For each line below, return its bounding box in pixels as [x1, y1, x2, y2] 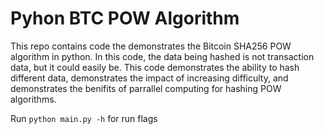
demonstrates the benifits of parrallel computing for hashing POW [10, 82, 282, 94]
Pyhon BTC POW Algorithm [10, 7, 240, 30]
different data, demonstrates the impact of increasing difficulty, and [10, 72, 289, 84]
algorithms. [10, 93, 57, 105]
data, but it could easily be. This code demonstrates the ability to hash [10, 61, 300, 73]
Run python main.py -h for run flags [10, 112, 158, 124]
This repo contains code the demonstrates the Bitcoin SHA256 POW [10, 40, 292, 52]
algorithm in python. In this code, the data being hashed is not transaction [10, 50, 315, 62]
